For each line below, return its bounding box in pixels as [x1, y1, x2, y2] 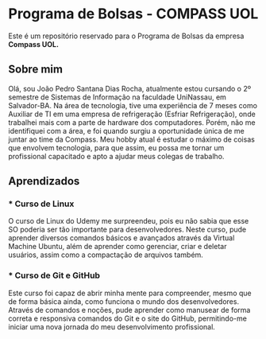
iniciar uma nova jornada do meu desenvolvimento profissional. [8, 321, 216, 331]
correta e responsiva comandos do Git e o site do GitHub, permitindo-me [8, 314, 248, 323]
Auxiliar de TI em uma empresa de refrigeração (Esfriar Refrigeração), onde [8, 109, 256, 119]
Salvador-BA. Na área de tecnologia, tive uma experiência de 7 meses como [8, 100, 258, 110]
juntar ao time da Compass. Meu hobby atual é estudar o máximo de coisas [8, 134, 256, 144]
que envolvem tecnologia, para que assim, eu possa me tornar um [8, 142, 225, 152]
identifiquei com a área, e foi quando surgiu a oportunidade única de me [8, 126, 245, 135]
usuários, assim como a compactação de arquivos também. [8, 250, 204, 259]
